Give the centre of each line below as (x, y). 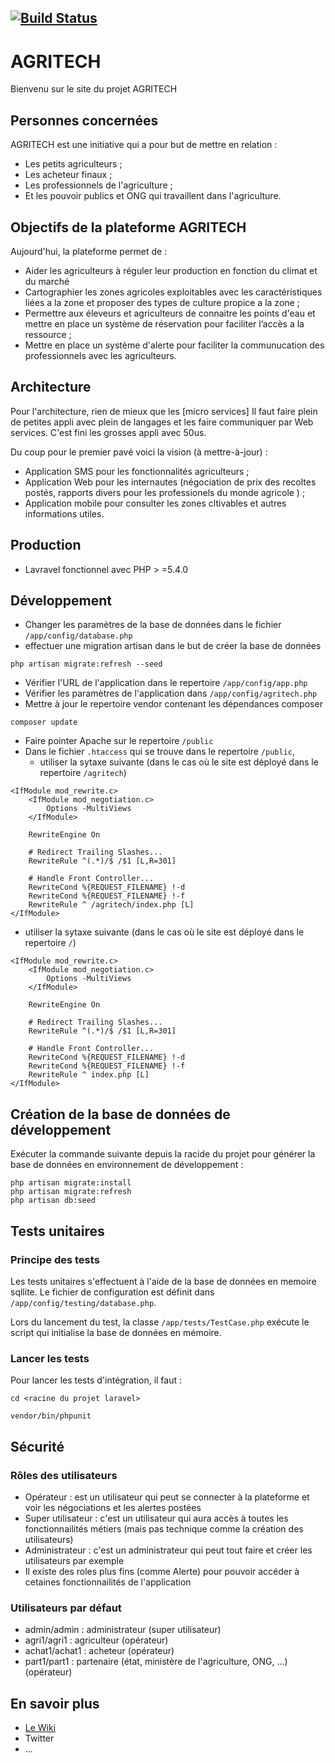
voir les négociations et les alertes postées (113, 1507)
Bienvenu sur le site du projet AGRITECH (94, 89)
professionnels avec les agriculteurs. (100, 355)
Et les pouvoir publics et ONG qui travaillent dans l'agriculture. (153, 196)
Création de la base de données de (120, 1114)
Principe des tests (55, 1259)
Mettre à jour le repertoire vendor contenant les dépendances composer (173, 704)
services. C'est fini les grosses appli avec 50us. (108, 432)
